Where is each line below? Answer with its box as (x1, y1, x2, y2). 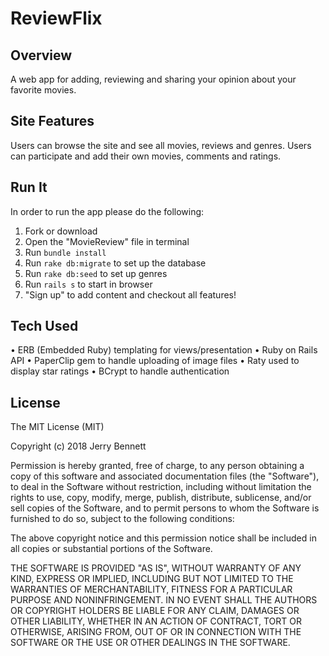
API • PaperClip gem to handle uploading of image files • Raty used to (10, 355, 300, 367)
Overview (10, 47, 73, 64)
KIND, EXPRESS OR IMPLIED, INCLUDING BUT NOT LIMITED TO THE (10, 573, 294, 585)
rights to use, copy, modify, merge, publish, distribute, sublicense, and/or (10, 492, 312, 504)
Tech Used (10, 318, 79, 335)
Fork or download (24, 225, 98, 237)
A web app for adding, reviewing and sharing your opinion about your (10, 73, 297, 85)
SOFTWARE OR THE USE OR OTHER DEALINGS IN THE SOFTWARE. (10, 637, 291, 649)
